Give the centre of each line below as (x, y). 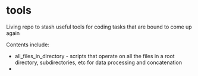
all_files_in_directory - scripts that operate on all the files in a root (95, 56)
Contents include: (28, 45)
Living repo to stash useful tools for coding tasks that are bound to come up (99, 27)
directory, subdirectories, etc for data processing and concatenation (98, 62)
